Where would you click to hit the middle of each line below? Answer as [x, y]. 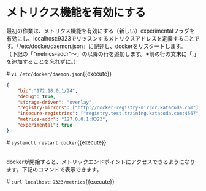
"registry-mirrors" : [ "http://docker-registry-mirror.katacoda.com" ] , [109, 108]
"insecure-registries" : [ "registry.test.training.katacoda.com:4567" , [109, 114]
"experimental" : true [45, 125]
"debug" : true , [37, 96]
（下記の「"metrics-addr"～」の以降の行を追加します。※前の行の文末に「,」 [103, 53]
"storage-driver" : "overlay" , [56, 102]
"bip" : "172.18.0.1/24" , [48, 91]
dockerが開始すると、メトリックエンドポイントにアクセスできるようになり [101, 162]
